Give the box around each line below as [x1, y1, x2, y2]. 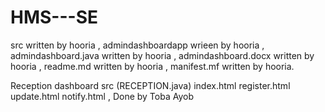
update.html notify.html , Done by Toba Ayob [10, 90, 194, 102]
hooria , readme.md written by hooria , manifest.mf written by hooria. [10, 60, 295, 72]
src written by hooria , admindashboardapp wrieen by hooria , [10, 39, 265, 51]
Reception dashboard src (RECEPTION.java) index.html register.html [10, 79, 291, 91]
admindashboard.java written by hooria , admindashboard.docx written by [10, 49, 315, 61]
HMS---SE [10, 6, 98, 29]
